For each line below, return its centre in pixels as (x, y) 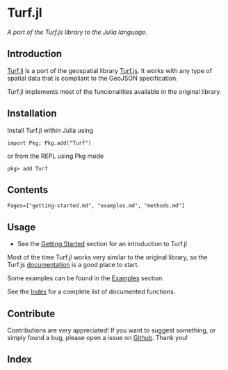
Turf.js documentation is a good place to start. (73, 265)
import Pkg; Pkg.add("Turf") (49, 143)
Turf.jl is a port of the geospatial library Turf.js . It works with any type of (109, 70)
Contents (28, 190)
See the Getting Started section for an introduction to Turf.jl (102, 244)
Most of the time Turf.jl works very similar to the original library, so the (108, 257)
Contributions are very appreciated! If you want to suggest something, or (112, 330)
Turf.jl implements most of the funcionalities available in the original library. (114, 91)
